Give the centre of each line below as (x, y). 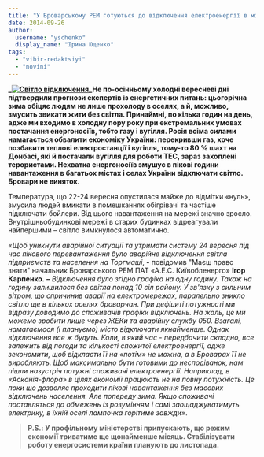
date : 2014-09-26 (37, 23)
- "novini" (33, 67)
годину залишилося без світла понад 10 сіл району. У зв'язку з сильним (130, 287)
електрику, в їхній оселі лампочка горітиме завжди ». (98, 412)
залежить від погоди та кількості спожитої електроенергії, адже (117, 346)
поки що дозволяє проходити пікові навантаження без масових (116, 388)
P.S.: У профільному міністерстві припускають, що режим (128, 428)
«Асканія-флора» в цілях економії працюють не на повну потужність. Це (131, 379)
